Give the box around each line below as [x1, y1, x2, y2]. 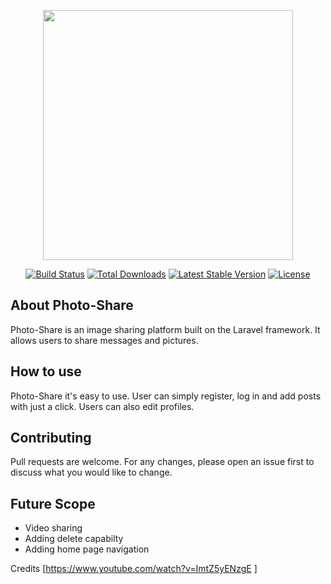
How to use [10, 363, 82, 380]
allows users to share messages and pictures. [10, 334, 199, 346]
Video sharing [24, 522, 83, 534]
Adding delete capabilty [24, 533, 124, 545]
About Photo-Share [10, 297, 134, 314]
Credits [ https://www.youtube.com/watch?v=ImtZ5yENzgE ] [10, 563, 258, 575]
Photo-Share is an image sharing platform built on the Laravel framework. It [10, 323, 321, 335]
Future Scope [10, 495, 96, 512]
